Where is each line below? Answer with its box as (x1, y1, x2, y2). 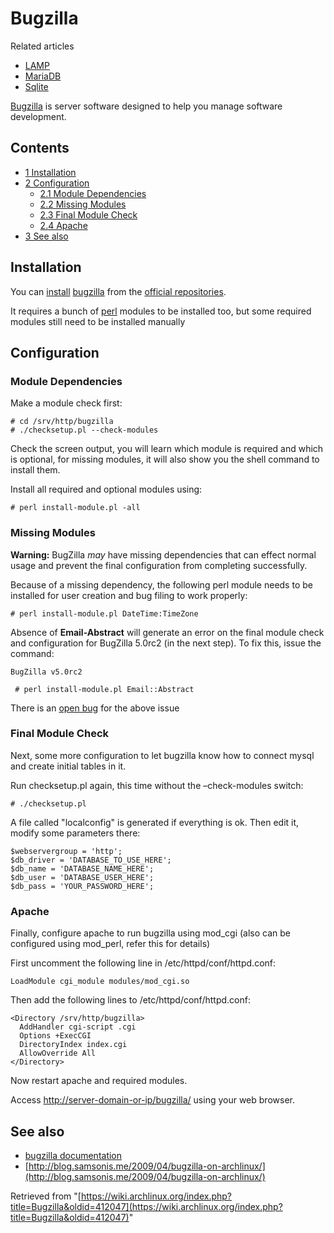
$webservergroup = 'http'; (10, 846, 123, 856)
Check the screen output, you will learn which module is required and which (10, 443, 324, 455)
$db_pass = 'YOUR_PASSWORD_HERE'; (10, 881, 155, 891)
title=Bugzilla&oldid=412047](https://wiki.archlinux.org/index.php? (10, 1200, 283, 1212)
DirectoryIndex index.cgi (19, 1040, 128, 1050)
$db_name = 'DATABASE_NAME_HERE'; (10, 863, 155, 874)
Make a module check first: (10, 397, 123, 409)
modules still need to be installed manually (10, 315, 186, 327)
